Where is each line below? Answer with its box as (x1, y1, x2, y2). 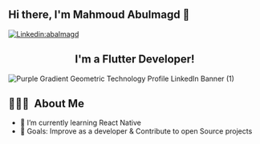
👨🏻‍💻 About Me (8, 97, 84, 110)
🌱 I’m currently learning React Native (19, 118, 142, 128)
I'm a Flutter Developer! (75, 53, 195, 66)
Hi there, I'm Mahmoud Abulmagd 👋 (8, 8, 190, 22)
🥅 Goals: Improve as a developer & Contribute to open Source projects (19, 126, 253, 136)
